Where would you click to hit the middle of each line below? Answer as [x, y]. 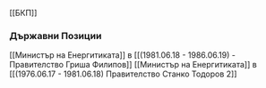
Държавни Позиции [56, 36]
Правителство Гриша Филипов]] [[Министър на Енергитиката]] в [133, 65]
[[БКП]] [23, 13]
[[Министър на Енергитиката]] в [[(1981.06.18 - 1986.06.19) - [122, 55]
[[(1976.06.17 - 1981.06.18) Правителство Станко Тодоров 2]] [123, 74]
